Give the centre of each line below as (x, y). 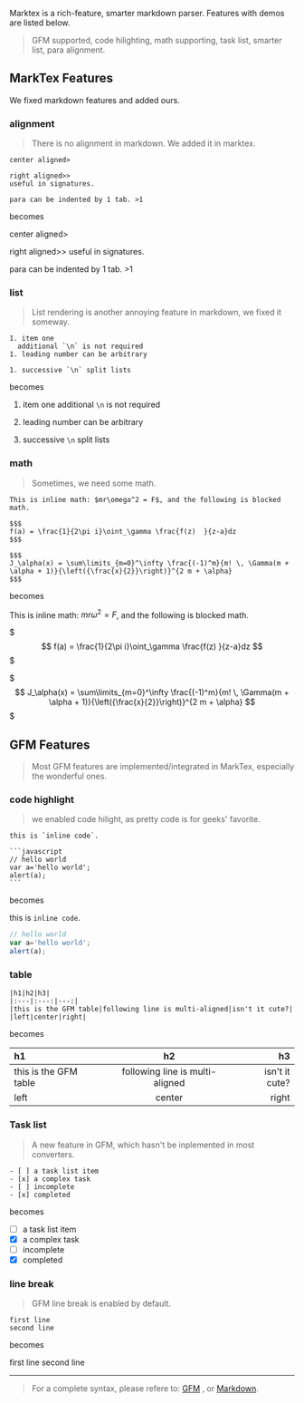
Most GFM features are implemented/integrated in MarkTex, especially (163, 767)
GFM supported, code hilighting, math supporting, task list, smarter (157, 40)
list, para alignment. (68, 50)
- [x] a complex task (50, 1179)
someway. (51, 322)
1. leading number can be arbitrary (78, 354)
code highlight (42, 799)
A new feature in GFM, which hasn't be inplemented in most (143, 1145)
